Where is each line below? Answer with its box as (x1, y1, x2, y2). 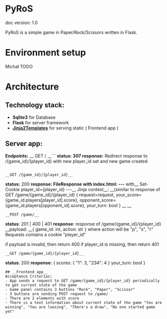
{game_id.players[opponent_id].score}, (5, 202, 86, 208)
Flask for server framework (12, 119, 69, 125)
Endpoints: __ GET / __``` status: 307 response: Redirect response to (5, 152, 148, 158)
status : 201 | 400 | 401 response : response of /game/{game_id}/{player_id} (5, 221, 161, 227)
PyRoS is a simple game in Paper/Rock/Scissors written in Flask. (5, 29, 137, 35)
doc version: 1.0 (5, 20, 38, 26)
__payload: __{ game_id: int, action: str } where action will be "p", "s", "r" (5, 226, 153, 232)
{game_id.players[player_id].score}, (5, 197, 79, 203)
